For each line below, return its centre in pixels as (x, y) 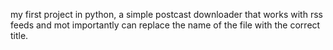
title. (19, 35)
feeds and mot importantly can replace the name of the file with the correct (165, 25)
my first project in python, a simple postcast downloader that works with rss (166, 14)
